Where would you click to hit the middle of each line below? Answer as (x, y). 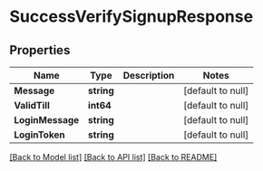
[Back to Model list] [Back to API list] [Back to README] (113, 157)
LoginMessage (47, 120)
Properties (40, 50)
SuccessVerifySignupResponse (131, 17)
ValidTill (32, 105)
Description (149, 76)
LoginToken (39, 135)
